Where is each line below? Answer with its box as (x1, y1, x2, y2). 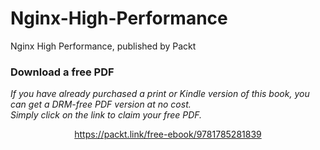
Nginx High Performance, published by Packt (10, 40, 197, 52)
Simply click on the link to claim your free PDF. (10, 109, 203, 121)
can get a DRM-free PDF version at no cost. (10, 98, 192, 111)
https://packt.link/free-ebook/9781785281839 (74, 128, 262, 141)
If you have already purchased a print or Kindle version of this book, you (10, 88, 310, 100)
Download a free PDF (10, 65, 115, 79)
